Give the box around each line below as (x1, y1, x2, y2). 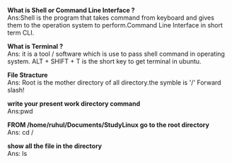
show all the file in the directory (7, 142, 103, 150)
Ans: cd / (7, 128, 34, 136)
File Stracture (7, 71, 48, 79)
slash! (7, 86, 25, 94)
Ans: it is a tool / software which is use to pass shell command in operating (7, 49, 225, 58)
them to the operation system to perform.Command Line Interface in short (7, 21, 223, 29)
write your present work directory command (7, 99, 140, 108)
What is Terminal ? (7, 42, 64, 50)
